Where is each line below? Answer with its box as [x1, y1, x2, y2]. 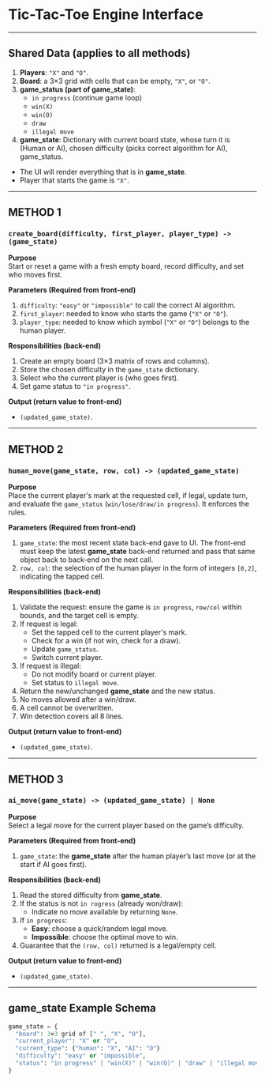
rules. [8, 507, 27, 517]
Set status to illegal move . [31, 678, 120, 688]
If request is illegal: [19, 662, 81, 671]
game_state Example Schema [8, 1001, 156, 1015]
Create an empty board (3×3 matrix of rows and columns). [19, 356, 210, 366]
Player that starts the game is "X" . [19, 175, 130, 185]
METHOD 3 [8, 772, 64, 786]
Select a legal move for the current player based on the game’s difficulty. [8, 820, 244, 830]
